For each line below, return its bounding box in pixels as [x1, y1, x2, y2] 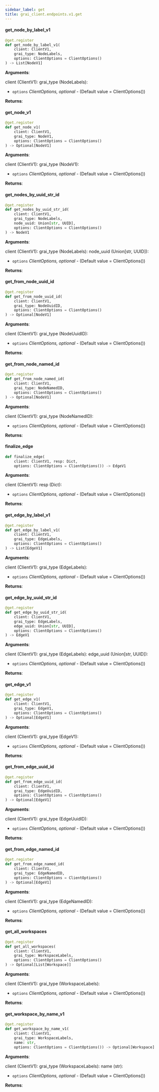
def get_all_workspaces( [5, 944, 56, 949]
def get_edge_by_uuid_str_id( [5, 610, 67, 615]
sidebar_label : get [5, 7, 45, 12]
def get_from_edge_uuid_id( [5, 779, 63, 784]
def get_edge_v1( [5, 697, 41, 702]
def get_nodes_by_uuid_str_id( [5, 207, 69, 212]
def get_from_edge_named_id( [5, 862, 65, 867]
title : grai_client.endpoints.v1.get [5, 12, 82, 17]
